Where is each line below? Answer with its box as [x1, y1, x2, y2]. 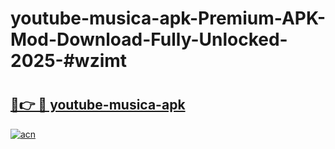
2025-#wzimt [10, 50, 128, 72]
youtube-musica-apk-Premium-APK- [10, 7, 326, 30]
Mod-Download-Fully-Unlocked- [10, 28, 288, 51]
